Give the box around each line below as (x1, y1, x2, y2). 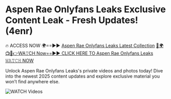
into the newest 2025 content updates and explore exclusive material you (5, 73, 160, 79)
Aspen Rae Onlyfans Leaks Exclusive (5, 4, 166, 15)
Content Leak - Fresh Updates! (5, 14, 138, 26)
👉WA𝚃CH (5, 50, 36, 56)
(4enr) (5, 26, 33, 37)
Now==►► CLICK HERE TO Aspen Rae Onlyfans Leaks (36, 50, 154, 56)
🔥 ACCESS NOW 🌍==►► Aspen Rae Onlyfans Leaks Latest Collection (5, 42, 155, 48)
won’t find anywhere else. (5, 78, 60, 85)
